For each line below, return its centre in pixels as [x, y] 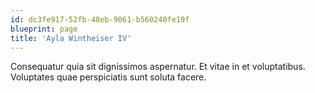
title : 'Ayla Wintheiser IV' [71, 38]
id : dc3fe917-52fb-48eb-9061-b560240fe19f [100, 19]
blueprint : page [44, 29]
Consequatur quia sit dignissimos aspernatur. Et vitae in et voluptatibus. [158, 67]
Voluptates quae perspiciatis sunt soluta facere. [108, 77]
